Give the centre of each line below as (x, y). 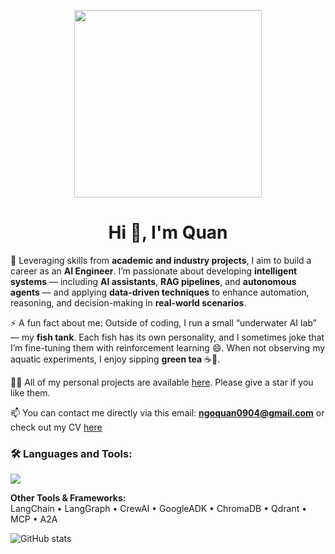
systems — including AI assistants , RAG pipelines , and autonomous (153, 281)
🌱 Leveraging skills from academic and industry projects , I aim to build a (161, 260)
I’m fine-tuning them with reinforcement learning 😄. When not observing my (168, 347)
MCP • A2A (34, 519)
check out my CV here (56, 427)
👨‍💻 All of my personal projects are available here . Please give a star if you (162, 382)
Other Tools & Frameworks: (68, 498)
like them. (30, 392)
